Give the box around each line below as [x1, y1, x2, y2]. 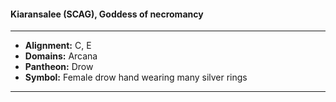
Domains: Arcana [24, 50, 98, 62]
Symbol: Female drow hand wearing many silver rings [24, 71, 248, 84]
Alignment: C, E [24, 40, 92, 52]
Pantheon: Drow [24, 61, 94, 73]
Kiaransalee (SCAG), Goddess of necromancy [10, 8, 204, 20]
